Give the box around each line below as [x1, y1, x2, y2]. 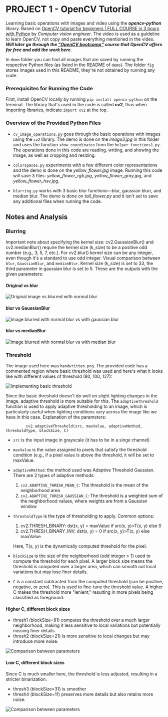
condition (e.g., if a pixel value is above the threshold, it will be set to [12, 452, 154, 458]
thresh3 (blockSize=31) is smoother [12, 685, 86, 692]
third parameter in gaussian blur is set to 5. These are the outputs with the [5, 266, 158, 272]
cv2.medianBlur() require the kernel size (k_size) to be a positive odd [5, 245, 147, 251]
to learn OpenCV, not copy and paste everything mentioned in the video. [5, 36, 155, 42]
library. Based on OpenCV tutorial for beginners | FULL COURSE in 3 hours [5, 25, 159, 31]
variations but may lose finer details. [12, 569, 88, 575]
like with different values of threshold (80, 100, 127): [5, 373, 112, 379]
